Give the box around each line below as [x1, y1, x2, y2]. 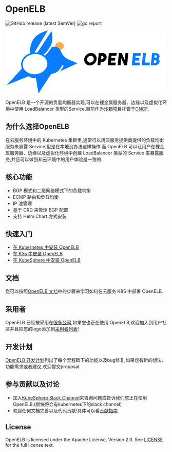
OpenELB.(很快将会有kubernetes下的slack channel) [12, 401, 122, 407]
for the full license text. [5, 442, 54, 448]
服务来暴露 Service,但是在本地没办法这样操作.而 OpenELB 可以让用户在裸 [5, 143, 160, 149]
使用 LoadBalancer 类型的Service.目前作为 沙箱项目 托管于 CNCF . [14, 106, 149, 112]
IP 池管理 [12, 200, 32, 206]
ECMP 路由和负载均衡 [12, 194, 59, 200]
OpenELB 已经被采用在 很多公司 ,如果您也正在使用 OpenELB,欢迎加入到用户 [5, 320, 163, 326]
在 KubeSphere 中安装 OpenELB [12, 257, 81, 263]
